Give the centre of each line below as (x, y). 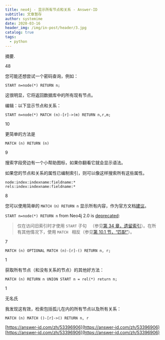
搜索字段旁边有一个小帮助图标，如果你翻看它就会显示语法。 (65, 162)
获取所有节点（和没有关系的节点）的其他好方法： (55, 270)
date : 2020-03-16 (23, 23)
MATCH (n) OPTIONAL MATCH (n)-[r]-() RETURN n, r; (58, 251)
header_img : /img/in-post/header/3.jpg (46, 28)
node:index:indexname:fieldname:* (41, 182)
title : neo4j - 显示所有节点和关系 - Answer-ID (51, 10)
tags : (11, 37)
